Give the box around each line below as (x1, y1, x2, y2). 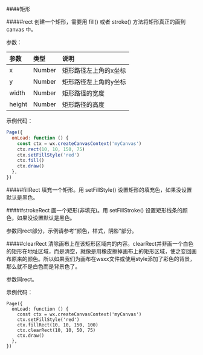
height (9, 100, 28, 108)
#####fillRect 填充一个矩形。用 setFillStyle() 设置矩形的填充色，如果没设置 (6, 186, 192, 193)
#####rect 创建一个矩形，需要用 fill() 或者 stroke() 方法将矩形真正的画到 (6, 18, 186, 25)
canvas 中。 (6, 26, 37, 33)
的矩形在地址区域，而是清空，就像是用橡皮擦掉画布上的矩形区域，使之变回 (6, 248, 192, 255)
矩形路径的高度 (62, 101, 105, 109)
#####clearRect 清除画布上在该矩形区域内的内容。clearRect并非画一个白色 (6, 240, 194, 247)
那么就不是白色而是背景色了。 (6, 263, 80, 270)
